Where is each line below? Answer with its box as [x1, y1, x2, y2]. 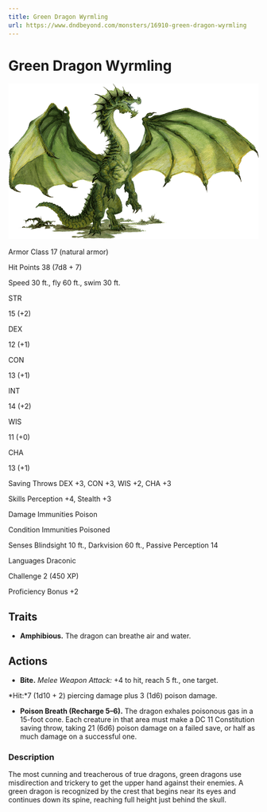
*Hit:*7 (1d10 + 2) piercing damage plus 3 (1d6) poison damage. [8, 691, 218, 700]
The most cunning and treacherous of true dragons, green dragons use [8, 770, 242, 779]
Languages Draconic [8, 556, 77, 566]
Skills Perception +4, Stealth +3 [8, 494, 112, 504]
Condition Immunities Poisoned [8, 525, 110, 535]
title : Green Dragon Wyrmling [8, 13, 109, 21]
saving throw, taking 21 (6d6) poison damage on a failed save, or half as [19, 724, 256, 733]
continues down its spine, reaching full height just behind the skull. [8, 795, 226, 805]
